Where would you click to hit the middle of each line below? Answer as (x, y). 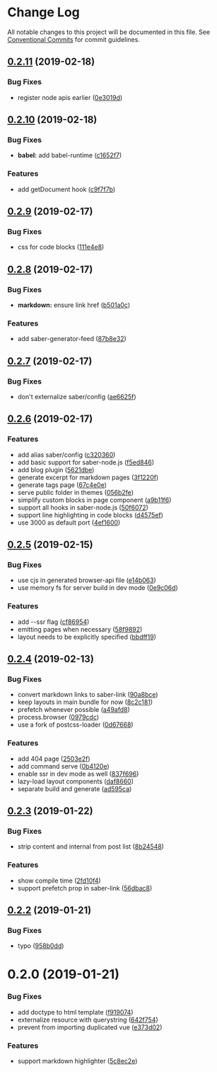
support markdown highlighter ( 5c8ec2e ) (77, 1061)
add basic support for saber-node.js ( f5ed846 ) (86, 462)
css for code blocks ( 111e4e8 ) (61, 247)
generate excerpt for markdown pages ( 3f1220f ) (88, 477)
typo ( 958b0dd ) (41, 946)
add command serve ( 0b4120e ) (63, 766)
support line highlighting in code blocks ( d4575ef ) (90, 515)
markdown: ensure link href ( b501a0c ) (74, 305)
